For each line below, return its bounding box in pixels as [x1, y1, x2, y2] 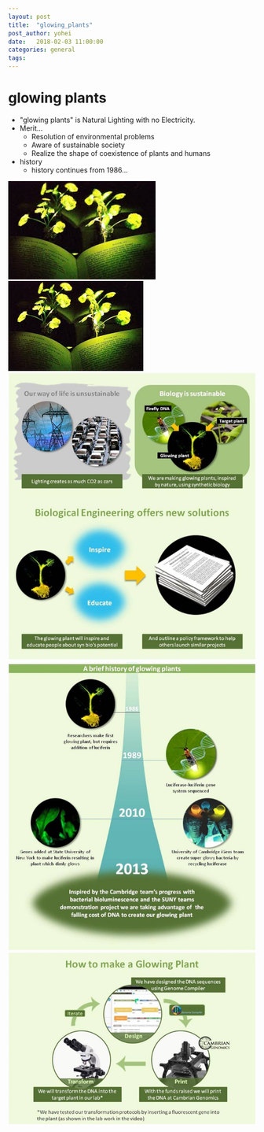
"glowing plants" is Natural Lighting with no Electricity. [19, 115, 196, 124]
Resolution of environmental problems [31, 131, 155, 141]
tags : [8, 54, 26, 62]
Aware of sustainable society [31, 140, 126, 150]
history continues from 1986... [31, 165, 128, 175]
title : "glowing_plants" [8, 20, 93, 29]
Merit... [19, 123, 43, 133]
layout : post [8, 13, 51, 20]
